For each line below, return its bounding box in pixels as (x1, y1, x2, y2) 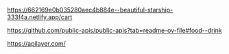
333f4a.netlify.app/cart (7, 13, 73, 21)
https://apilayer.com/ (7, 40, 67, 47)
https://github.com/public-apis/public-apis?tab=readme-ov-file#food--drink (7, 27, 223, 34)
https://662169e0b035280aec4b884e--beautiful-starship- (7, 6, 173, 14)
